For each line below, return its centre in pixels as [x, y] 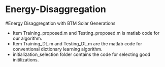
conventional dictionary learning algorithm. [57, 49]
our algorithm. [27, 38]
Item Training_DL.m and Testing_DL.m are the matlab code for [77, 43]
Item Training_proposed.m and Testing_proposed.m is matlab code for [86, 33]
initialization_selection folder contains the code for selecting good [81, 54]
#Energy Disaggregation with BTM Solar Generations [60, 23]
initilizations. [26, 59]
